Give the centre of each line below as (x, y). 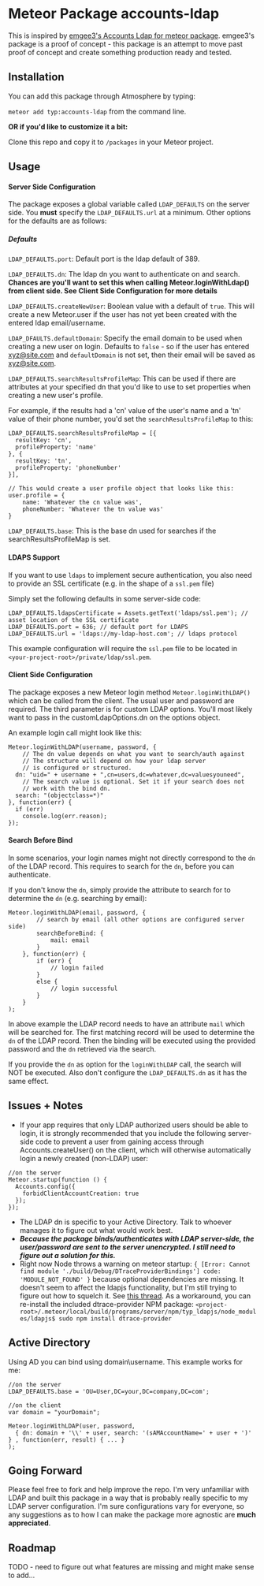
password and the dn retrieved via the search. (82, 1048)
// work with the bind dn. (67, 788)
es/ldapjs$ (37, 1318)
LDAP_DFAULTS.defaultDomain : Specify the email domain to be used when (125, 338)
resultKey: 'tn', (44, 461)
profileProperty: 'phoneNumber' (69, 468)
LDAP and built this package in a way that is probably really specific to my (128, 1498)
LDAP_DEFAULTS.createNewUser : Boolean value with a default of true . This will (131, 306)
